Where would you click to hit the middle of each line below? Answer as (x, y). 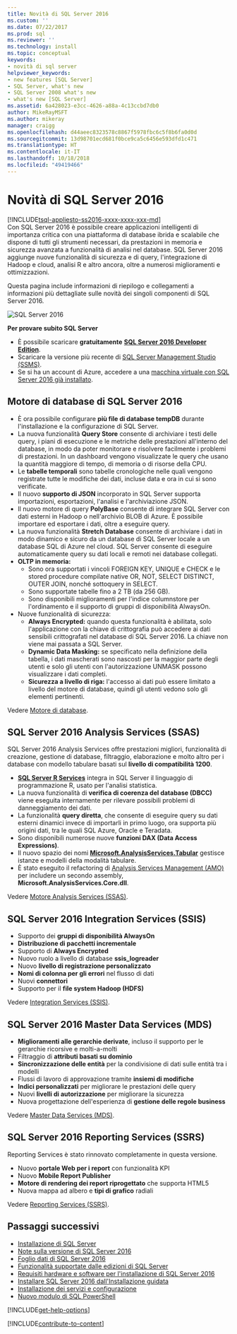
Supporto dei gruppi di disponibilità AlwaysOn (86, 936)
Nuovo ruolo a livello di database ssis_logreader (88, 959)
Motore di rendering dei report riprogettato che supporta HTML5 (113, 1183)
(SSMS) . (30, 364)
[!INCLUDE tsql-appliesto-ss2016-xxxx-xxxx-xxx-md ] (84, 219)
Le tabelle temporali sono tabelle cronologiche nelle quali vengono (115, 471)
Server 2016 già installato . (55, 379)
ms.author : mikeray (36, 119)
